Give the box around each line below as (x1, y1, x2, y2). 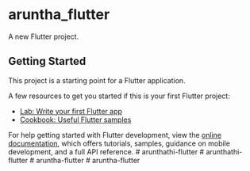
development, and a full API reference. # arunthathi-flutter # (8, 146, 205, 156)
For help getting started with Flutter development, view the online (8, 130, 222, 139)
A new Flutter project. (8, 32, 79, 41)
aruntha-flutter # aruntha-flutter (36, 155, 140, 165)
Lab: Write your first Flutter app (19, 106, 123, 116)
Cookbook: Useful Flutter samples (19, 115, 132, 124)
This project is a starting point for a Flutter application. (8, 75, 186, 85)
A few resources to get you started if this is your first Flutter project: (8, 91, 230, 101)
